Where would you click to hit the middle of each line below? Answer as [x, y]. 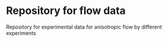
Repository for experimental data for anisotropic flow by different [84, 27]
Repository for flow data [66, 11]
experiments [21, 33]
